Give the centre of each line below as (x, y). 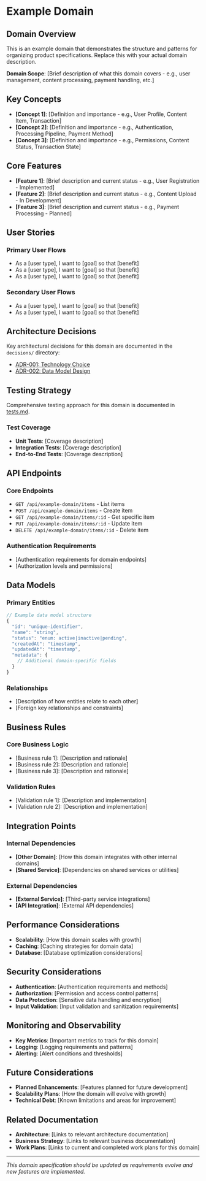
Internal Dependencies (41, 843)
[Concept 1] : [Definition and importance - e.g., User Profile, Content (101, 114)
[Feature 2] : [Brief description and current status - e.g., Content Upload (106, 194)
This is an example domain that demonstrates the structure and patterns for (102, 48)
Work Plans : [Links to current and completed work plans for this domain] (107, 1147)
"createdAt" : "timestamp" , (46, 644)
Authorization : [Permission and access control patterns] (87, 993)
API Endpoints (34, 473)
